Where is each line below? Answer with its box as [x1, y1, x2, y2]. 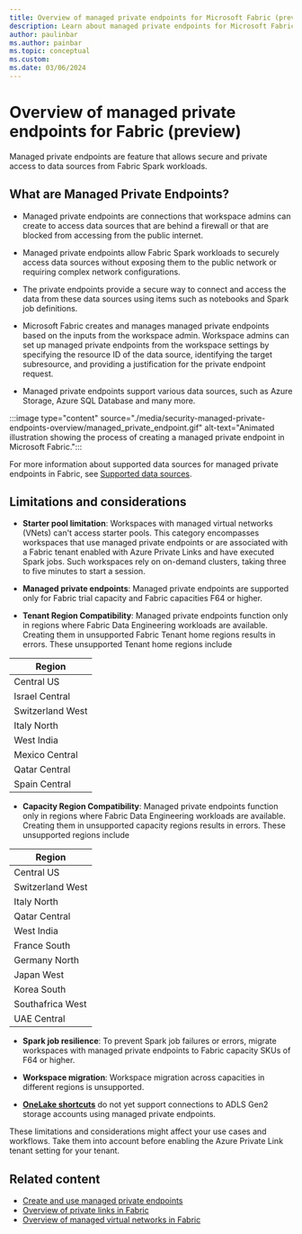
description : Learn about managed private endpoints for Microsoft [9, 22, 268, 31]
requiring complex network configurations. [22, 266, 182, 277]
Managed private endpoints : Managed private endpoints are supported [22, 583, 289, 594]
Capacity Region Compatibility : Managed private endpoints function [22, 801, 279, 812]
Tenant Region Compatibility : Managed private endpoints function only [22, 610, 289, 621]
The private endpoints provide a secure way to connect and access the [22, 284, 287, 294]
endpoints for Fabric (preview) [9, 122, 242, 142]
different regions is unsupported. [22, 1082, 145, 1093]
